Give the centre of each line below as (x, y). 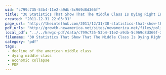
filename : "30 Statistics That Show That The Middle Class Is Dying (77, 37)
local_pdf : (16, 33)
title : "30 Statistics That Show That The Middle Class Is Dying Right (80, 14)
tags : (11, 46)
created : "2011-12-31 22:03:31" (38, 19)
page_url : (15, 23)
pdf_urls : (15, 28)
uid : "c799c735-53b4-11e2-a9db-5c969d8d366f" (53, 10)
